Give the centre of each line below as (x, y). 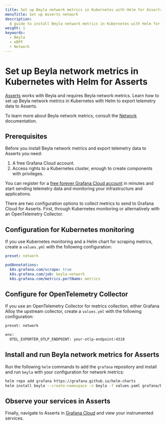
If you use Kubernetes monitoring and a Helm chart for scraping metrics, (79, 242)
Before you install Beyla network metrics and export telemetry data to (76, 148)
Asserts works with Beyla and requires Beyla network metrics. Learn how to (82, 95)
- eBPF (16, 42)
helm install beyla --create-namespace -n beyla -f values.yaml (73, 386)
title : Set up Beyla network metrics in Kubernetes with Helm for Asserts (84, 10)
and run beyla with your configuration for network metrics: (65, 372)
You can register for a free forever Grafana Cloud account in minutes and (80, 183)
